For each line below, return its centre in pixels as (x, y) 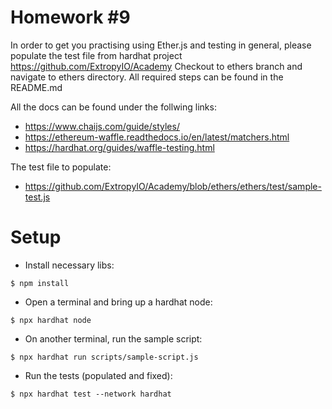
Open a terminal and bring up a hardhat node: (118, 302)
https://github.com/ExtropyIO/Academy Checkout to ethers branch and (156, 66)
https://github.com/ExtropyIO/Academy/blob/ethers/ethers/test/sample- (173, 186)
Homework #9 (70, 17)
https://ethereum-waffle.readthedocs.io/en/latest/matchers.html (157, 137)
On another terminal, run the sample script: (113, 338)
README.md (36, 87)
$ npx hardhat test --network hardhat (91, 394)
